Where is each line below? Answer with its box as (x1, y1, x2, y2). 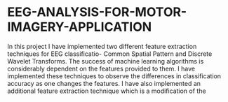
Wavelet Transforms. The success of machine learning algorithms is (7, 57, 204, 65)
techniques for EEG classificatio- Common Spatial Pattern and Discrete (7, 50, 213, 58)
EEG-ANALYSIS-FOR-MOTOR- (7, 4, 187, 20)
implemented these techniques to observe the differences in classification (7, 71, 222, 80)
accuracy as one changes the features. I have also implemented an (7, 79, 201, 87)
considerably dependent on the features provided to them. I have (7, 64, 195, 73)
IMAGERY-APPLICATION (7, 19, 152, 35)
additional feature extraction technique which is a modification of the (7, 87, 206, 95)
